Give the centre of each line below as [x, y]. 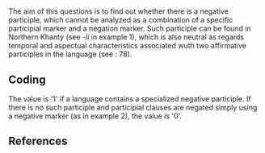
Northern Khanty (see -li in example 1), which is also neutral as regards [126, 37]
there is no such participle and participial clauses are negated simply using [133, 108]
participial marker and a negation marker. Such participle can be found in [130, 29]
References [38, 141]
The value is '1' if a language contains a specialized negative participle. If [130, 99]
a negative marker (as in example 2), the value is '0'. [95, 116]
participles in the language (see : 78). [70, 54]
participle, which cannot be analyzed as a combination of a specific [121, 20]
